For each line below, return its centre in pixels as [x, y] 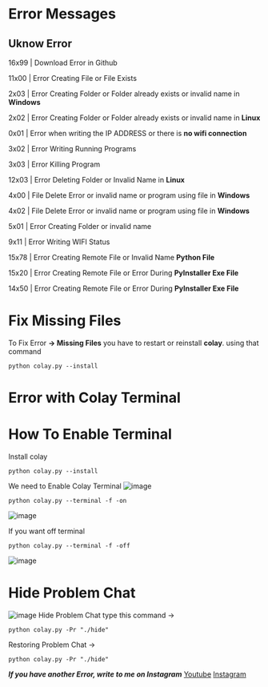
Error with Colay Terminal [95, 398]
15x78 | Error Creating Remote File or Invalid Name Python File [112, 257]
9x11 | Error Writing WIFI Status [59, 242]
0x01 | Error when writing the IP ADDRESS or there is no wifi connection [128, 133]
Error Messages [62, 14]
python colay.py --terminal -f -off [69, 546]
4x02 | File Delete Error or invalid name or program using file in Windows [129, 211]
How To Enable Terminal [90, 434]
